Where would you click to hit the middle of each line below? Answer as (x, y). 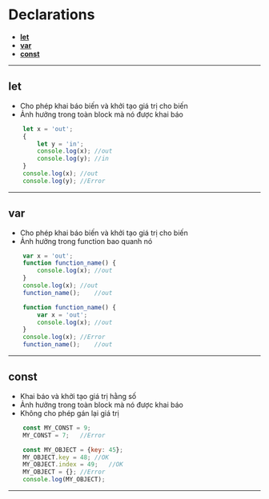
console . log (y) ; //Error (64, 181)
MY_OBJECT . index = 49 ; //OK (73, 465)
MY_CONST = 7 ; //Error (64, 435)
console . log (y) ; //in (73, 159)
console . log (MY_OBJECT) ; (64, 480)
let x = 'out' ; (48, 129)
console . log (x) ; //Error (64, 337)
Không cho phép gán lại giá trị (70, 413)
